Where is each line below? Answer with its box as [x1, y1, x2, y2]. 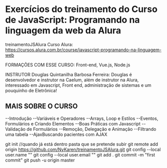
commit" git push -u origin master [5, 157, 75, 163]
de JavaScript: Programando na [5, 14, 140, 26]
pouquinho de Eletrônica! [5, 87, 57, 93]
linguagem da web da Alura [5, 25, 121, 36]
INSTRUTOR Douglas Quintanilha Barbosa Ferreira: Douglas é [5, 71, 132, 77]
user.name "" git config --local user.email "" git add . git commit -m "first [5, 151, 155, 157]
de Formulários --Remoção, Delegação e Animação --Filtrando [27, 126, 156, 132]
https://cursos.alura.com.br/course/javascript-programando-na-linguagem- [5, 47, 162, 53]
